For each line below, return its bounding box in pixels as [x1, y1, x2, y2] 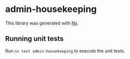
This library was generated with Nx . [5, 20, 79, 26]
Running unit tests [5, 34, 64, 43]
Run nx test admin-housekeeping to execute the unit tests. [5, 47, 125, 53]
